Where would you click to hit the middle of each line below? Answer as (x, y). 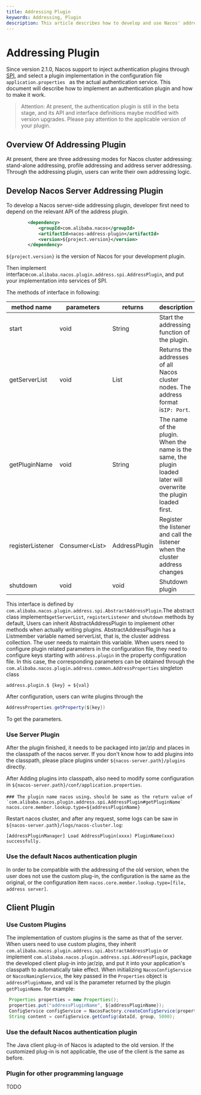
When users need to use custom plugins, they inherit (71, 944)
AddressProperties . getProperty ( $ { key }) (56, 708)
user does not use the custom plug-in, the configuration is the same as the (98, 876)
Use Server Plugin (33, 735)
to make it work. (26, 95)
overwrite (173, 487)
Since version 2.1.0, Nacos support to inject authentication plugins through (98, 69)
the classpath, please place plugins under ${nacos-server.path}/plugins (96, 760)
